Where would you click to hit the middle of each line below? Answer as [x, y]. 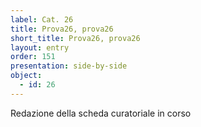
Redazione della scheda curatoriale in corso [101, 113]
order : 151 [33, 57]
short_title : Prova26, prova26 [75, 38]
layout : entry [40, 47]
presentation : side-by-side [69, 66]
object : [26, 76]
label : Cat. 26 [42, 19]
